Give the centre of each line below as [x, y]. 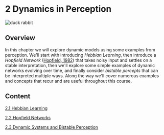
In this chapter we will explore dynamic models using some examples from [80, 49]
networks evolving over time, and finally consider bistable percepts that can [82, 70]
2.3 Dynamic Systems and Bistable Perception [52, 127]
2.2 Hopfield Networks [28, 117]
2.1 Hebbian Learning [26, 108]
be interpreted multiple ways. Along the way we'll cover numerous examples [82, 76]
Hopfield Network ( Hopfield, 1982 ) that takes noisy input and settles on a [79, 60]
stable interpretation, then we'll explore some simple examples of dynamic [80, 65]
